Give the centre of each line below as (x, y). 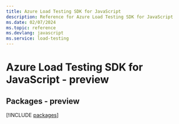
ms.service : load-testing (37, 38)
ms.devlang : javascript (35, 33)
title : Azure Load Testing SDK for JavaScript (64, 11)
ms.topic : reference (31, 28)
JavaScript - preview (58, 80)
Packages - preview (43, 101)
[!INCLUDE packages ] (32, 115)
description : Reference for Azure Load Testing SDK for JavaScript (90, 17)
